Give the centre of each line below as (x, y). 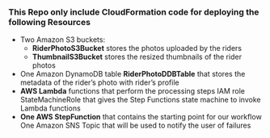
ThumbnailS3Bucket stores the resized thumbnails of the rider (137, 57)
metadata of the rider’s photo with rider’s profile (99, 82)
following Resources (50, 22)
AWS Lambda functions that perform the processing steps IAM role (132, 91)
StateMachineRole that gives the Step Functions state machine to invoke (140, 100)
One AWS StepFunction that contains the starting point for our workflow (141, 117)
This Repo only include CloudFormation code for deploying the (134, 12)
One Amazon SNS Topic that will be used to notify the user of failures (135, 125)
